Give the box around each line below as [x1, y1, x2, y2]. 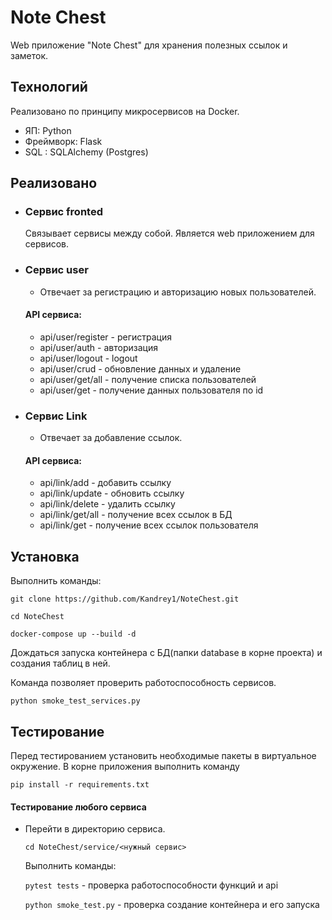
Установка [10, 548, 80, 565]
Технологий [10, 79, 88, 96]
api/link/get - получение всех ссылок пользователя [39, 519, 259, 531]
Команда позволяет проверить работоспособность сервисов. [10, 677, 277, 689]
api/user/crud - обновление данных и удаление [39, 362, 242, 375]
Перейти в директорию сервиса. [24, 823, 166, 835]
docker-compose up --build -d [10, 629, 137, 640]
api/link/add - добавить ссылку [39, 477, 172, 489]
